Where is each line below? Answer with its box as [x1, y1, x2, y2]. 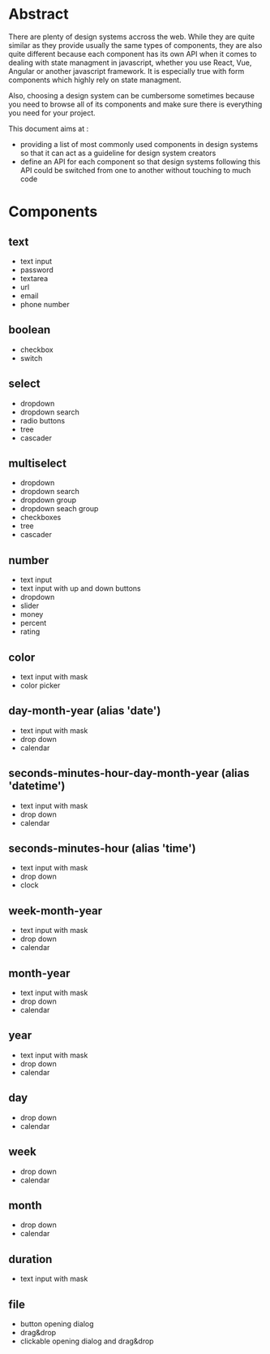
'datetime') [8, 779, 66, 793]
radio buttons [19, 415, 66, 425]
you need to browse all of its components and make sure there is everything [8, 99, 263, 109]
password [19, 265, 54, 275]
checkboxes [19, 513, 62, 523]
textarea [19, 273, 49, 283]
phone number [19, 299, 71, 309]
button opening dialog [19, 1318, 95, 1329]
